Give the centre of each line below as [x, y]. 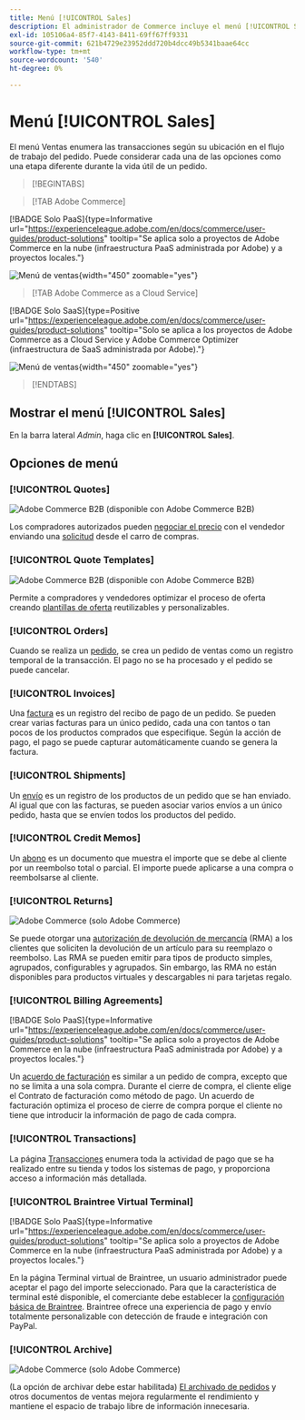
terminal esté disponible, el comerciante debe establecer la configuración [147, 1296]
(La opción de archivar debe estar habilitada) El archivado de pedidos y [143, 1387]
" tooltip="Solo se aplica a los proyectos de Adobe [198, 329]
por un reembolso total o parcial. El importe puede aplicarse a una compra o [152, 867]
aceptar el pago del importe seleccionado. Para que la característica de [143, 1287]
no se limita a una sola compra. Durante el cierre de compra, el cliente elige [151, 1086]
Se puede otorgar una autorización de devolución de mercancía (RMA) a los [151, 939]
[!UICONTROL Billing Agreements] [86, 1001]
